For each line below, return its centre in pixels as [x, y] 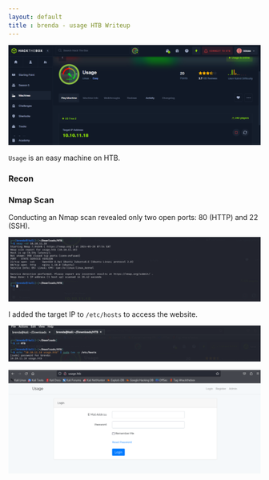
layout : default [35, 17]
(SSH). [19, 226]
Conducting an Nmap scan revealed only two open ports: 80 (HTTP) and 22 [133, 218]
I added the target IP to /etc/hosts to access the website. [103, 314]
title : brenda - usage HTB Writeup [69, 25]
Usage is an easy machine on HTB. [64, 158]
